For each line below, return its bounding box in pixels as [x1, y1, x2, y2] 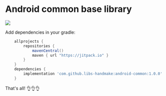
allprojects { [14, 39, 44, 44]
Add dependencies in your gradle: [5, 29, 76, 35]
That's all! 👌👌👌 [5, 85, 40, 91]
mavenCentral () [32, 48, 64, 53]
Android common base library [5, 3, 132, 15]
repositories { [23, 43, 55, 48]
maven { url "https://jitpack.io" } [32, 53, 109, 58]
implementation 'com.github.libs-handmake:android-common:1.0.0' [23, 71, 163, 77]
